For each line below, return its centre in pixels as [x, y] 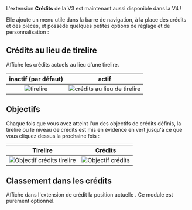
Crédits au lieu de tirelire [52, 50]
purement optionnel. [30, 201]
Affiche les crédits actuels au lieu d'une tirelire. [63, 64]
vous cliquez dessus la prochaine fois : [53, 136]
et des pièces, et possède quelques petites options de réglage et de [88, 26]
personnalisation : [28, 32]
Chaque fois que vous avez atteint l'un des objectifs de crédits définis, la [94, 123]
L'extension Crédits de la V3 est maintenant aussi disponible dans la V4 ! [94, 8]
